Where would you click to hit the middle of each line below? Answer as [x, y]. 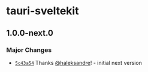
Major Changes [29, 50]
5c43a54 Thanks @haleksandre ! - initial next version [78, 62]
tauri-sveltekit [43, 11]
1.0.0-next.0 [30, 33]
